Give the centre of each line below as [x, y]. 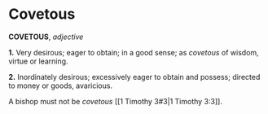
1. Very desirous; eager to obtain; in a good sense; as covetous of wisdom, [134, 52]
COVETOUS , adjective [46, 37]
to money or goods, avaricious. [60, 85]
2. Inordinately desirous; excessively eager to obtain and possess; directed [134, 77]
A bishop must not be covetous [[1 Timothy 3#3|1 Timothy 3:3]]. [115, 101]
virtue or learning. [38, 61]
